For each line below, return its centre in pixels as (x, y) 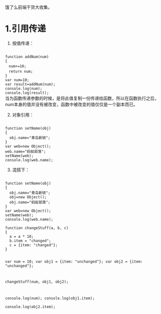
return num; (21, 71)
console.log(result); (27, 93)
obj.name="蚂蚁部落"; (30, 202)
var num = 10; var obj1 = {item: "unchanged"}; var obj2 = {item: (74, 261)
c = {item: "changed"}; (33, 245)
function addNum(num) (27, 57)
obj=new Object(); (28, 197)
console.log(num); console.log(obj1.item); (50, 298)
